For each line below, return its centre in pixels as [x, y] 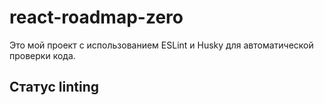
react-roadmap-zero [96, 17]
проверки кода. [42, 55]
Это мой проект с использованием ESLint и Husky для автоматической [161, 45]
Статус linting [54, 87]
